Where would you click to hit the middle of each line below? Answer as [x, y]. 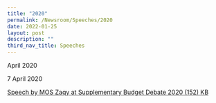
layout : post [26, 33]
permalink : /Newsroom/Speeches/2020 [60, 20]
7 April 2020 [25, 79]
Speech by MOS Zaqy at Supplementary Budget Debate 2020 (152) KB [108, 92]
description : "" [30, 39]
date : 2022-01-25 [32, 26]
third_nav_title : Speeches [46, 46]
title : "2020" [28, 13]
